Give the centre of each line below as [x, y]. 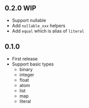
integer [27, 74]
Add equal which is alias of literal [48, 31]
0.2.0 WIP [20, 8]
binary [26, 69]
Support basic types [33, 64]
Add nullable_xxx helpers [38, 25]
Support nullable [29, 20]
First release [25, 58]
